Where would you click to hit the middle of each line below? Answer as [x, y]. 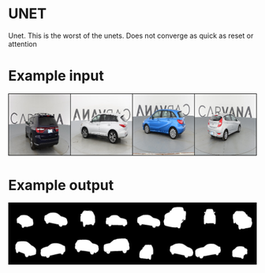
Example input [56, 76]
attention [22, 43]
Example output [61, 185]
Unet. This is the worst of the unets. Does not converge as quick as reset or [131, 36]
